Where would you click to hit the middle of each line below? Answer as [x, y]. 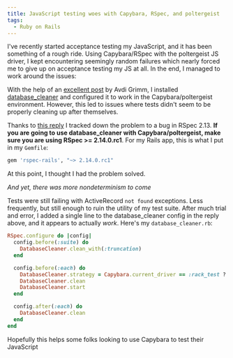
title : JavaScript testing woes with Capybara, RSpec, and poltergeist [113, 14]
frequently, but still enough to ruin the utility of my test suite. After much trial [117, 208]
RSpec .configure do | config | [50, 236]
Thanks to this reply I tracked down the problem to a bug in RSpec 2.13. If [113, 126]
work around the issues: [42, 76]
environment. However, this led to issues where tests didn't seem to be [109, 105]
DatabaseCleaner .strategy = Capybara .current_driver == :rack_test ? [123, 274]
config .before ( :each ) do [50, 268]
